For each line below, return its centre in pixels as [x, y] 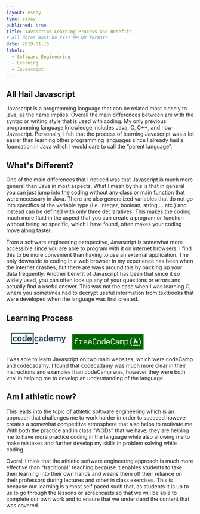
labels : [16, 51]
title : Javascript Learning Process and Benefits [69, 32]
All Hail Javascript [41, 94]
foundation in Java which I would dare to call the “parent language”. [89, 147]
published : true [26, 25]
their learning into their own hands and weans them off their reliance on [94, 473]
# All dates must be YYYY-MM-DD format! [57, 38]
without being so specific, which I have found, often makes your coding [94, 224]
